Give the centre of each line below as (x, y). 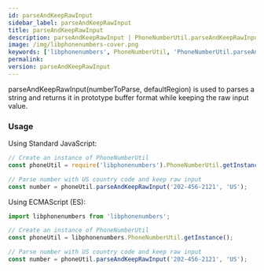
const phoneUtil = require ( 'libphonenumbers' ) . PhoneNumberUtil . (115, 165)
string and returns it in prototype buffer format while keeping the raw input (128, 97)
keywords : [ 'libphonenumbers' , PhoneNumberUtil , (89, 52)
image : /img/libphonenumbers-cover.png (73, 45)
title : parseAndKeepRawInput (56, 30)
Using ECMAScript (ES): (47, 202)
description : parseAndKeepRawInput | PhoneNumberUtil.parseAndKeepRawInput (135, 37)
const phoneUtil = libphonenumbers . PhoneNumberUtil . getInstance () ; (121, 238)
